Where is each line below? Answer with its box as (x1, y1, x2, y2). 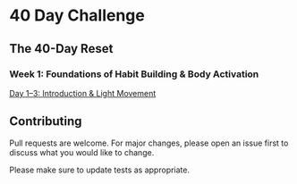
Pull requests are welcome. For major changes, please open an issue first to (9, 138, 289, 148)
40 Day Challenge (9, 5, 145, 26)
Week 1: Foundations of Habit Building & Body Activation (9, 68, 259, 80)
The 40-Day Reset (9, 41, 114, 56)
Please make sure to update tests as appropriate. (9, 164, 191, 175)
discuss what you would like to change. (9, 146, 155, 157)
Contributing (9, 113, 82, 130)
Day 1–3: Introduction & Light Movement (9, 88, 157, 98)
